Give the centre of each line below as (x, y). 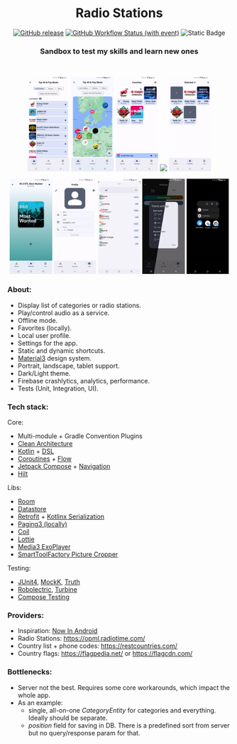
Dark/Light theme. (44, 373)
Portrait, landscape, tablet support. (68, 366)
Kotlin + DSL (36, 451)
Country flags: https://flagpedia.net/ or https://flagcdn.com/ (105, 654)
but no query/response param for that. (84, 733)
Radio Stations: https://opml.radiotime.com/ (81, 639)
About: (20, 289)
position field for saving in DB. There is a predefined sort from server (129, 725)
